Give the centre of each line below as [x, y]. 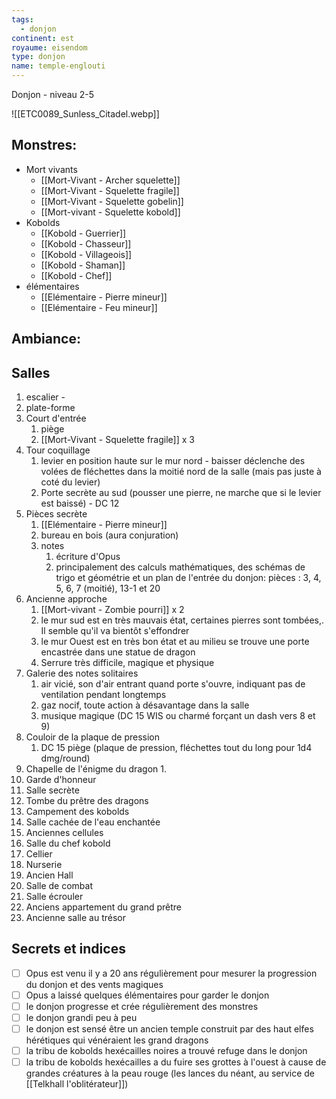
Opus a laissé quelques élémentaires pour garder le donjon [147, 995]
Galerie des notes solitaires [82, 673]
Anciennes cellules [64, 833]
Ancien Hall [49, 875]
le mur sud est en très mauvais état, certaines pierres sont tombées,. [182, 620]
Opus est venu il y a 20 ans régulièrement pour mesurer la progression [171, 973]
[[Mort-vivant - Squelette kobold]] [110, 212]
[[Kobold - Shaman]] [83, 265]
